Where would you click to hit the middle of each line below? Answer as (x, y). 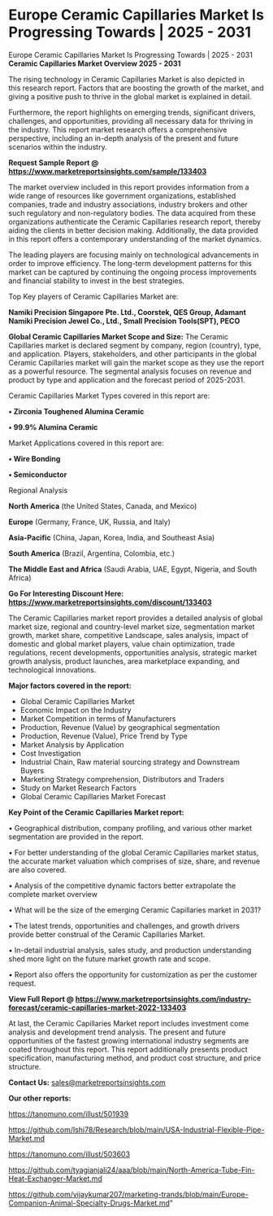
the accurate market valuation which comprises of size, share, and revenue (134, 861)
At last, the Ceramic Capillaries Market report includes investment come (129, 1023)
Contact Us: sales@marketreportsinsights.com (87, 1082)
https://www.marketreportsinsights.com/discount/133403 (110, 602)
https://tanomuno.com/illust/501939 (68, 1113)
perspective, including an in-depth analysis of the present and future (123, 138)
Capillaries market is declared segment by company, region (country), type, (135, 345)
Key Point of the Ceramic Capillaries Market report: (96, 812)
